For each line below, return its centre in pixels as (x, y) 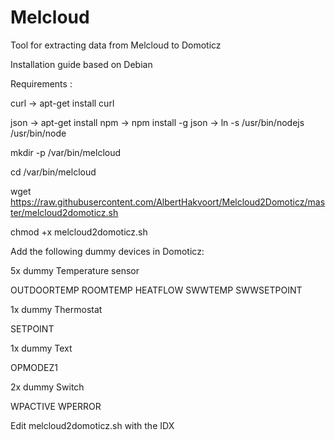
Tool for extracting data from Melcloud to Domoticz (116, 45)
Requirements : (41, 83)
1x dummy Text (41, 348)
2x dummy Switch (47, 387)
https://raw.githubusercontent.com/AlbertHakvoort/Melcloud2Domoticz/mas (168, 202)
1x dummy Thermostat (56, 309)
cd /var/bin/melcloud (53, 172)
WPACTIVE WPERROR (56, 406)
